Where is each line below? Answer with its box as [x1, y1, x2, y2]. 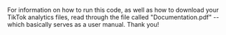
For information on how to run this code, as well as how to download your [7, 6, 219, 14]
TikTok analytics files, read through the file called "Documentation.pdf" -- [7, 13, 219, 21]
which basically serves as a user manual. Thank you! [7, 21, 160, 28]
